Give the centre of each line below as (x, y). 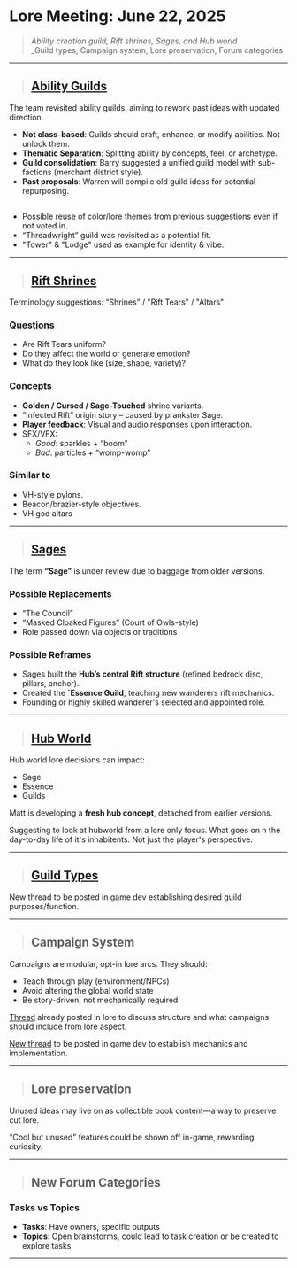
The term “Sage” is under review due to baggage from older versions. (137, 571)
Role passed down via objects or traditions (99, 631)
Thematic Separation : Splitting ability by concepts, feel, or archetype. (150, 153)
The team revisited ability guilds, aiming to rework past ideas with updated (145, 107)
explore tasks (46, 1246)
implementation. (38, 1053)
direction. (27, 117)
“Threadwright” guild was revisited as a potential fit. (116, 236)
